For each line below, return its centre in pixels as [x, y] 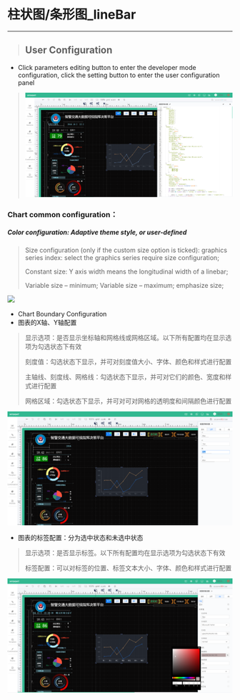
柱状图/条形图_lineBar [72, 15]
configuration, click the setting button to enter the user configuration [119, 75]
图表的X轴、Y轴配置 [47, 323]
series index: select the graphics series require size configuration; [122, 258]
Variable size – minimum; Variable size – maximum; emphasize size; [124, 286]
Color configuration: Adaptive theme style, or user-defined [97, 232]
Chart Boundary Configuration [62, 314]
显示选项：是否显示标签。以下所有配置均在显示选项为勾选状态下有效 [125, 552]
